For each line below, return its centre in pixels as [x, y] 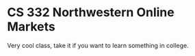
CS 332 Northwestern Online [91, 12]
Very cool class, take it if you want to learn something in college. [98, 45]
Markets [31, 27]
